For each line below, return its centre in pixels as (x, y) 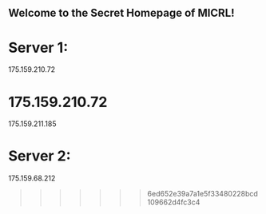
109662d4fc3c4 (174, 202)
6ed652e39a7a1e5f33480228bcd (202, 194)
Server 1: (38, 48)
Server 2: (40, 156)
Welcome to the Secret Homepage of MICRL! (121, 13)
